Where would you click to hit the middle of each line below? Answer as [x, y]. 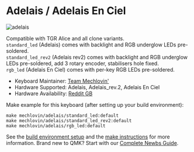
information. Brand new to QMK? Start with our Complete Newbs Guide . [92, 143]
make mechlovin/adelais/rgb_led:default [56, 126]
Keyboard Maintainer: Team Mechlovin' [62, 81]
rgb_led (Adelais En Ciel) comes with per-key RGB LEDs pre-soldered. [91, 69]
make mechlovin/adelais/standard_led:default [62, 116]
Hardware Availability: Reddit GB [53, 93]
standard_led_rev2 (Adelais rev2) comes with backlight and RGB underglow [97, 57]
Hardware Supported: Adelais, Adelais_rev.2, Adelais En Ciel [87, 87]
